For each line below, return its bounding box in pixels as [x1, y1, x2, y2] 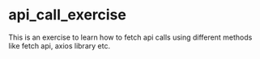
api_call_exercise [8, 6, 127, 24]
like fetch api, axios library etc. [8, 40, 111, 50]
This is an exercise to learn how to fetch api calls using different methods [8, 32, 253, 42]
